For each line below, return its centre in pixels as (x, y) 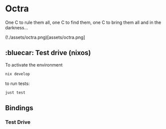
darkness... (17, 27)
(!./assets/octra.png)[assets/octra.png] (45, 37)
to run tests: (17, 83)
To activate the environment (34, 64)
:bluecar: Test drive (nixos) (48, 53)
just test (15, 92)
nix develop (17, 74)
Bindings (19, 108)
